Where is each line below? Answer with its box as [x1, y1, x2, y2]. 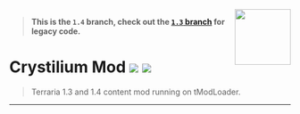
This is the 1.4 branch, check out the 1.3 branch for [30, 17, 225, 27]
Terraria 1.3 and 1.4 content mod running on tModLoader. [30, 86, 241, 97]
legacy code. [30, 26, 81, 37]
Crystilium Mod [9, 57, 127, 77]
